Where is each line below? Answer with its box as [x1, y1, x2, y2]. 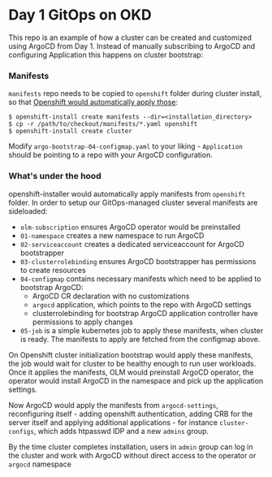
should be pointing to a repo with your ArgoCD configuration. [8, 150, 213, 160]
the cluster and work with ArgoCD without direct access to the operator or [8, 450, 257, 460]
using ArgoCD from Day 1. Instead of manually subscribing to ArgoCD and [8, 41, 256, 50]
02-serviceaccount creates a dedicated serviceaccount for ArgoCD [19, 239, 245, 249]
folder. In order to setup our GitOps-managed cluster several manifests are [8, 197, 258, 207]
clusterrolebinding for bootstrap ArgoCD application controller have [32, 308, 258, 318]
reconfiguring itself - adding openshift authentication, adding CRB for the [8, 409, 253, 418]
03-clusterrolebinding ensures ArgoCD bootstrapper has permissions [19, 256, 257, 266]
